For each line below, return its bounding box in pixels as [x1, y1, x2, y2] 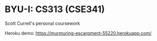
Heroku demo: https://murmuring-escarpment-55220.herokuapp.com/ [5, 30, 152, 36]
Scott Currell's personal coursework [5, 20, 81, 26]
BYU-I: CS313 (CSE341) [5, 4, 105, 15]
